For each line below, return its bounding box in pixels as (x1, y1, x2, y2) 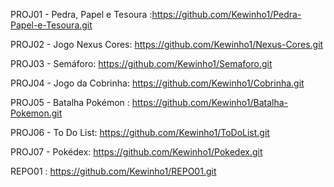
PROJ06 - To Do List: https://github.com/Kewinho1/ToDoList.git (10, 127, 270, 138)
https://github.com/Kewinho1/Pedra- (151, 9, 302, 20)
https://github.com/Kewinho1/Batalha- (131, 97, 288, 108)
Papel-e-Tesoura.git (10, 19, 93, 31)
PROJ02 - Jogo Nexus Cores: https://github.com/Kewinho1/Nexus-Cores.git (10, 39, 324, 50)
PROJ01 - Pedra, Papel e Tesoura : (10, 9, 153, 20)
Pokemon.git (10, 107, 63, 119)
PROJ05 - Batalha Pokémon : (10, 97, 130, 108)
